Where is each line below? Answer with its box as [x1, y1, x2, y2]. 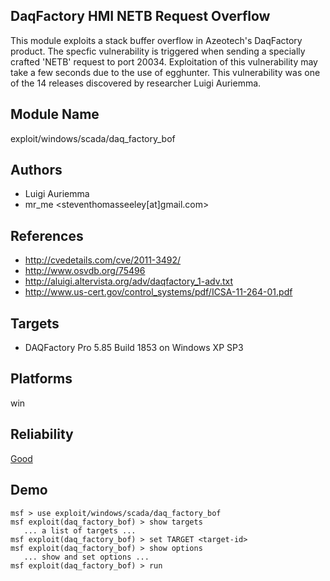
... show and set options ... [23, 552, 150, 562]
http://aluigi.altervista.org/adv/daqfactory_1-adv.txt [24, 275, 234, 288]
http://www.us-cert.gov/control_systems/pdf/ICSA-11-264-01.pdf [24, 286, 293, 298]
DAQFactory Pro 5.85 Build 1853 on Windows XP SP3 [24, 342, 244, 354]
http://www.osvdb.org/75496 [24, 265, 146, 277]
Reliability [10, 426, 74, 443]
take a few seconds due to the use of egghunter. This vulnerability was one [10, 66, 321, 78]
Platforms [10, 370, 73, 388]
